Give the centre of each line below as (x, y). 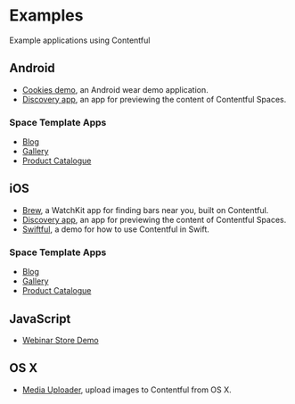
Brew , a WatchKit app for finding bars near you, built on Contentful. (145, 210)
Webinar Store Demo (61, 340)
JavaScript (40, 319)
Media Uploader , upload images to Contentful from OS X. (127, 390)
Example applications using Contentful (80, 40)
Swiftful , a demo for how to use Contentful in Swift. (115, 229)
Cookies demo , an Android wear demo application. (115, 89)
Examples (46, 16)
